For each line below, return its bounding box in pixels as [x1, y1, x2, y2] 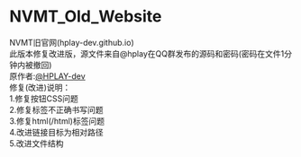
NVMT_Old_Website [9, 6, 162, 27]
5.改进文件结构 [9, 137, 64, 149]
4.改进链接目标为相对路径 [9, 126, 104, 137]
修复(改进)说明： [9, 82, 71, 92]
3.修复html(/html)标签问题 [9, 115, 105, 126]
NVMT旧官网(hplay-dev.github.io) [9, 37, 135, 48]
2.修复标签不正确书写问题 [9, 104, 104, 115]
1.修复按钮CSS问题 [9, 92, 78, 104]
